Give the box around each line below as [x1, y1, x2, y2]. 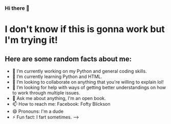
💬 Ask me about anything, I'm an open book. [12, 95, 106, 101]
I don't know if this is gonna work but [5, 23, 165, 35]
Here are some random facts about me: [5, 55, 132, 63]
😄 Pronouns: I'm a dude [12, 108, 63, 114]
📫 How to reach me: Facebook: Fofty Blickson [12, 101, 111, 107]
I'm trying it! [5, 34, 58, 46]
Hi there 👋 [5, 5, 30, 12]
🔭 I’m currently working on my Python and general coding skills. [12, 68, 147, 74]
